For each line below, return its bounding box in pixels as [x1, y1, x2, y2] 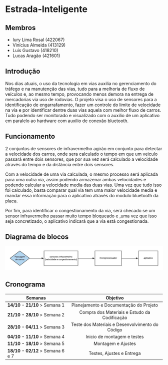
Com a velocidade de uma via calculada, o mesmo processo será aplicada [5, 171, 158, 177]
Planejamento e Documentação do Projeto [71, 302, 158, 308]
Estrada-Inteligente [5, 4, 87, 15]
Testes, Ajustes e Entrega [88, 350, 141, 356]
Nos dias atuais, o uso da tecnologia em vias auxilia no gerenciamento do [5, 80, 156, 86]
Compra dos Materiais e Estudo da [79, 309, 150, 315]
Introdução [5, 67, 40, 76]
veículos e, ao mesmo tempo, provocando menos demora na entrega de [5, 91, 154, 97]
